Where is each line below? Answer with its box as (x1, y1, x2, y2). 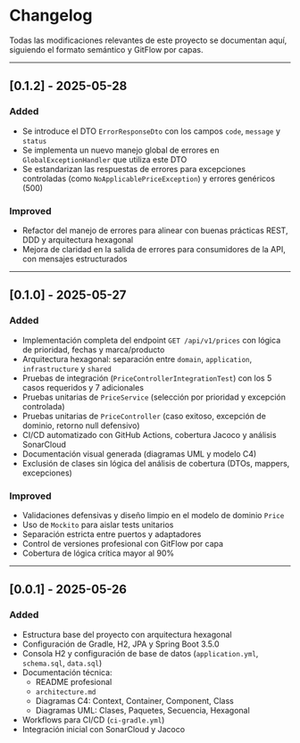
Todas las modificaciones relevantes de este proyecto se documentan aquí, (9, 35, 287, 45)
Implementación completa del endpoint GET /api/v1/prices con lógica (21, 334, 281, 345)
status (21, 136, 47, 145)
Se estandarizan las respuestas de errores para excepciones (21, 163, 246, 174)
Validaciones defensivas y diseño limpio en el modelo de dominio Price (21, 509, 285, 520)
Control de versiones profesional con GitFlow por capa (21, 538, 224, 549)
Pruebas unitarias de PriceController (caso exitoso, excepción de (21, 410, 266, 421)
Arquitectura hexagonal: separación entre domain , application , (21, 353, 253, 364)
